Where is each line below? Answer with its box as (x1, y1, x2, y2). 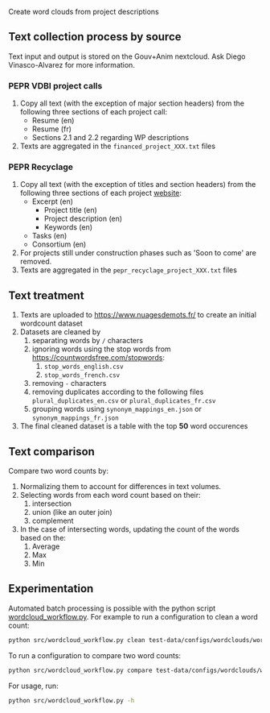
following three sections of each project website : (19, 189, 182, 198)
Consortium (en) (31, 239, 87, 249)
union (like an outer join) (31, 508, 112, 517)
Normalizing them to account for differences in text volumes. (19, 482, 222, 491)
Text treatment (8, 288, 84, 302)
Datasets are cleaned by (19, 327, 101, 337)
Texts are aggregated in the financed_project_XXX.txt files (19, 141, 215, 151)
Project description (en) (43, 213, 123, 224)
